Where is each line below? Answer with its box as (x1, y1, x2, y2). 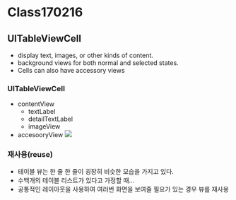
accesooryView (17, 131, 64, 139)
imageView (28, 122, 61, 131)
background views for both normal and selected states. (17, 59, 179, 67)
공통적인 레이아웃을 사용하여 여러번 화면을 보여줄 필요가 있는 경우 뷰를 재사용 (17, 184, 230, 193)
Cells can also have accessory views (17, 66, 125, 74)
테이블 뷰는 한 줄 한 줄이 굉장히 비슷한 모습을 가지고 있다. (17, 167, 175, 175)
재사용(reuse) (7, 150, 53, 160)
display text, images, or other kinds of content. (17, 51, 154, 59)
